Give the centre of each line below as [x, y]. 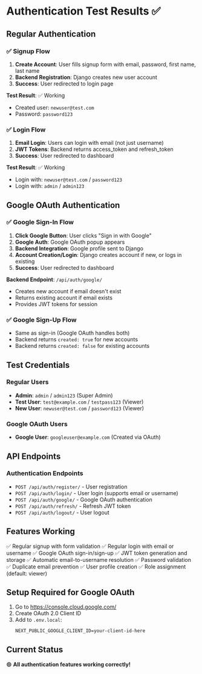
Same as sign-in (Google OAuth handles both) [72, 333]
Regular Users [28, 382]
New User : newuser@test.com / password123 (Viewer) [79, 408]
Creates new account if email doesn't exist [68, 291]
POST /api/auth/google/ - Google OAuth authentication [83, 499]
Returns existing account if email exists [64, 298]
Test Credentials [38, 365]
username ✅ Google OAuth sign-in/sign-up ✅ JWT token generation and [97, 553]
